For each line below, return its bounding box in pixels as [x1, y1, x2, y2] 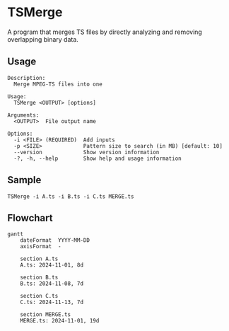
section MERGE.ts [20, 311, 71, 318]
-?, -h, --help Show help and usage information [13, 155, 182, 162]
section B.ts [20, 274, 59, 281]
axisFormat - [20, 243, 61, 250]
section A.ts [20, 255, 59, 262]
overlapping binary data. [7, 35, 79, 43]
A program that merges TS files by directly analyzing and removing [7, 28, 203, 36]
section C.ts [20, 293, 59, 300]
